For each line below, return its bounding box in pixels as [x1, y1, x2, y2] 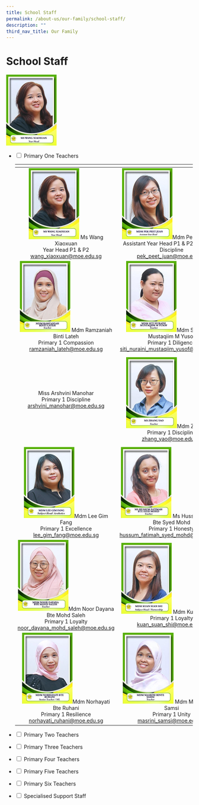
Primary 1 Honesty [149, 525, 195, 532]
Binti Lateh [53, 333, 79, 340]
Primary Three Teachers [23, 743, 83, 750]
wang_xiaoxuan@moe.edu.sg [30, 252, 102, 260]
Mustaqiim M [147, 333, 180, 340]
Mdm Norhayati [72, 698, 111, 705]
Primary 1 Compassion [38, 339, 94, 346]
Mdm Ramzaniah [71, 327, 113, 334]
